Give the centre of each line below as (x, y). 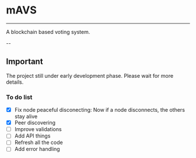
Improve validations (38, 129)
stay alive (26, 116)
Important (24, 62)
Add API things (32, 136)
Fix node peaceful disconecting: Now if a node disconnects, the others (100, 110)
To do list (19, 97)
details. (15, 82)
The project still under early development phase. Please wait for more (90, 75)
